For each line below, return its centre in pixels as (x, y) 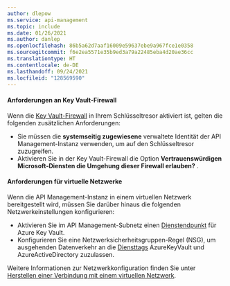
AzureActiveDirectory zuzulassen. (65, 254)
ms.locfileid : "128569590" (46, 78)
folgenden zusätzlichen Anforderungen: (64, 123)
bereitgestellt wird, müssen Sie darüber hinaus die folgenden (94, 204)
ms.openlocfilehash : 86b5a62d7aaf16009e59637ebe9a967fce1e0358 (100, 46)
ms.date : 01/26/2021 (37, 33)
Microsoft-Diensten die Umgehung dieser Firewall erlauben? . (108, 166)
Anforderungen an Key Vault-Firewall (62, 100)
